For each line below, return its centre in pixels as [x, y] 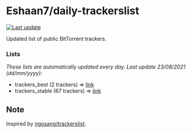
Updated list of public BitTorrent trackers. [56, 38]
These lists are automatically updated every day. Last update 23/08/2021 [96, 67]
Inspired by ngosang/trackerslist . [46, 124]
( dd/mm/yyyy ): [24, 73]
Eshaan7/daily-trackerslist [73, 11]
